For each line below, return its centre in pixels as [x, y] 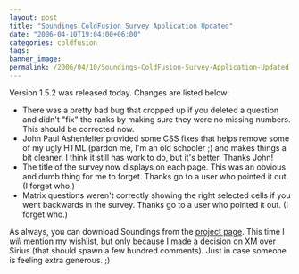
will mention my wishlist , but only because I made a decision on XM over [143, 241]
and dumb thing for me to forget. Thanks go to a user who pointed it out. [155, 176]
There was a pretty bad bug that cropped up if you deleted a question [150, 110]
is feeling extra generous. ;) [60, 260]
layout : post [33, 17]
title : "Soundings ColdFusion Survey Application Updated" [121, 26]
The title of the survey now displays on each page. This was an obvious [154, 167]
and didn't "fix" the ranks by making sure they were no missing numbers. [156, 119]
